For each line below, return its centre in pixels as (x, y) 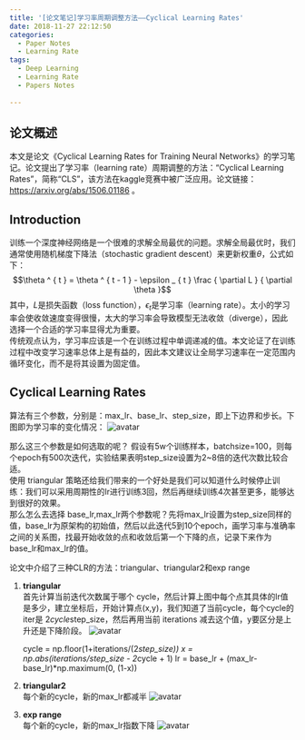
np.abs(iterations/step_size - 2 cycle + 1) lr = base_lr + (123, 658)
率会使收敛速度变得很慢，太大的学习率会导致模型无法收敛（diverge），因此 (149, 318)
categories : (32, 35)
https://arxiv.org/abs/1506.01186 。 (75, 191)
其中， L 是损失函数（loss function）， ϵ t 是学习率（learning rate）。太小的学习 (150, 306)
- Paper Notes (44, 43)
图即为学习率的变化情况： (57, 427)
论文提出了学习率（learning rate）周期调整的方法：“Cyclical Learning (154, 168)
